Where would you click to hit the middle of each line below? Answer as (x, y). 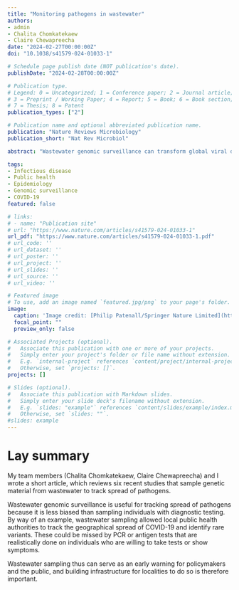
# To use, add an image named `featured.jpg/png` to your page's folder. (119, 302)
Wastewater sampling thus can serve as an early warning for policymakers (117, 564)
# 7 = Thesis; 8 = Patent (46, 106)
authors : (20, 21)
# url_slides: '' (33, 270)
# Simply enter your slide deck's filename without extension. (106, 401)
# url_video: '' (31, 283)
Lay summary (49, 456)
